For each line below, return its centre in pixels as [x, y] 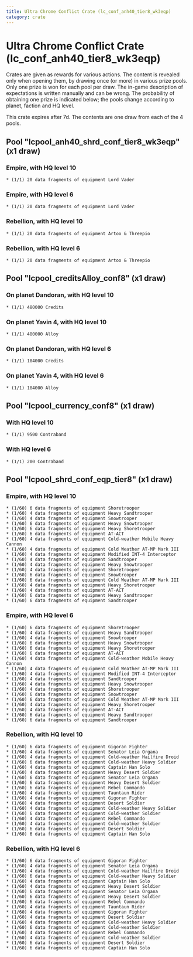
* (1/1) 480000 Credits [35, 307]
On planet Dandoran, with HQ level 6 [58, 348]
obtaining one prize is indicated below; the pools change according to [90, 100]
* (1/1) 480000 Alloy [32, 334]
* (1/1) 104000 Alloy [32, 388]
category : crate [26, 17]
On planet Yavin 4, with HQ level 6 [55, 376]
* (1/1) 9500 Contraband [36, 435]
